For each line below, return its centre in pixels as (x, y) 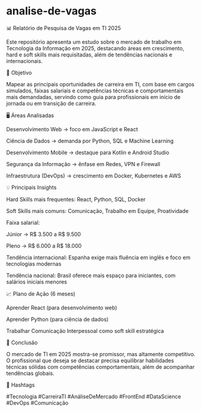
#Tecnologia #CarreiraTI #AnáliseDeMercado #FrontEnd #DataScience (94, 396)
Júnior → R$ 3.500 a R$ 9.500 (43, 234)
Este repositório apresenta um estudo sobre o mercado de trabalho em (94, 42)
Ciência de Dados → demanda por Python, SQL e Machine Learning (90, 141)
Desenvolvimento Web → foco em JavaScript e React (72, 129)
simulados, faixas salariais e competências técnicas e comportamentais (95, 91)
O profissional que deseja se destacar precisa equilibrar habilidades (90, 360)
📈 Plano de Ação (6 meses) (41, 294)
